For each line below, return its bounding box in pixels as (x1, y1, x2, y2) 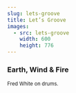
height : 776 (19, 42, 54, 49)
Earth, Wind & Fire (7, 65, 69, 74)
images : (7, 23, 30, 30)
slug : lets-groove (7, 10, 60, 17)
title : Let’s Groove (7, 17, 67, 23)
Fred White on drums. (7, 81, 59, 87)
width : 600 (19, 36, 51, 43)
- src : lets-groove (13, 29, 70, 37)
